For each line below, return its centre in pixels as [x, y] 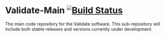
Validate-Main [35, 10]
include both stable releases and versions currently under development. [79, 29]
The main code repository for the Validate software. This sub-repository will [83, 24]
